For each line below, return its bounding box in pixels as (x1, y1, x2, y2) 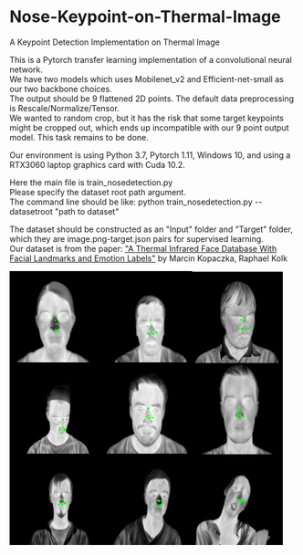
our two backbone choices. (9, 83, 112, 94)
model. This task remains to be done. (9, 131, 149, 142)
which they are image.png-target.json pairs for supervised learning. (9, 233, 265, 244)
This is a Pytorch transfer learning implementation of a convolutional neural (9, 54, 292, 65)
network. (9, 64, 44, 75)
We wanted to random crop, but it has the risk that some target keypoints (9, 112, 285, 123)
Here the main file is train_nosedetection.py (9, 176, 173, 188)
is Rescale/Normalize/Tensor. (9, 102, 120, 113)
